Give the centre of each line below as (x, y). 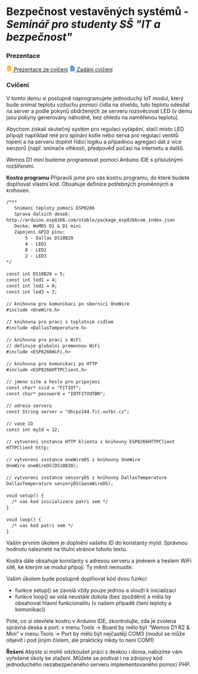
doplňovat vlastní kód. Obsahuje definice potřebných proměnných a (90, 184)
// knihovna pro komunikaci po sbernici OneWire (68, 304)
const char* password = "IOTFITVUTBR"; (56, 394)
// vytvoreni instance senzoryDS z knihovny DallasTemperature (87, 477)
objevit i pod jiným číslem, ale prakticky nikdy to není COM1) (80, 640)
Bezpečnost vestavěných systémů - (98, 12)
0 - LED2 (36, 250)
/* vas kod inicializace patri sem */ (60, 501)
